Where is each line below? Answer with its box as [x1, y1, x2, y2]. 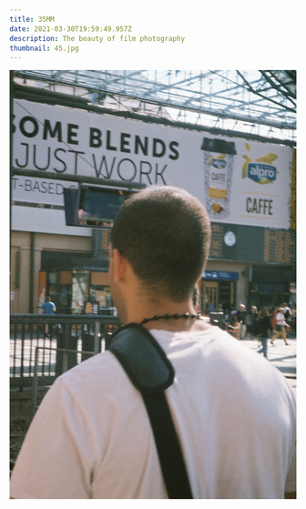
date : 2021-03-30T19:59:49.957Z [9, 24, 132, 34]
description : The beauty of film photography [9, 34, 185, 43]
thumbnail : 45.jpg [9, 44, 79, 53]
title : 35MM [9, 15, 55, 24]
